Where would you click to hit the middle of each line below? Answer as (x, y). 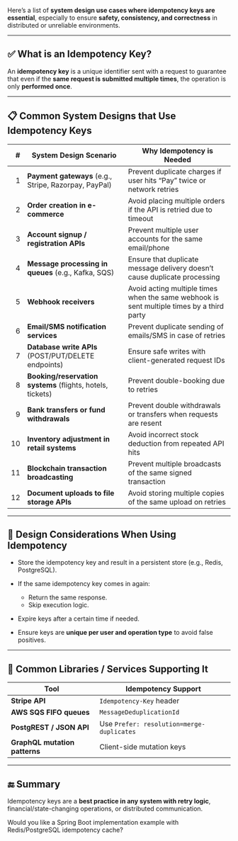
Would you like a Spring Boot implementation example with (93, 823)
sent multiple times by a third (176, 306)
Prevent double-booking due (176, 380)
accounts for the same (165, 239)
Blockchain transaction (67, 468)
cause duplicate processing (174, 277)
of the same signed (160, 473)
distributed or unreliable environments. (64, 25)
